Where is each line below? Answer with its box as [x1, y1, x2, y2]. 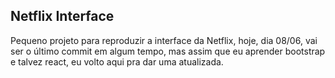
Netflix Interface [10, 8, 115, 25]
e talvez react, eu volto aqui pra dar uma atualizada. [10, 55, 224, 68]
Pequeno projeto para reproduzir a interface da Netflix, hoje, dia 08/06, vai [10, 34, 318, 46]
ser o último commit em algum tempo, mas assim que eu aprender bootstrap [10, 45, 326, 57]
